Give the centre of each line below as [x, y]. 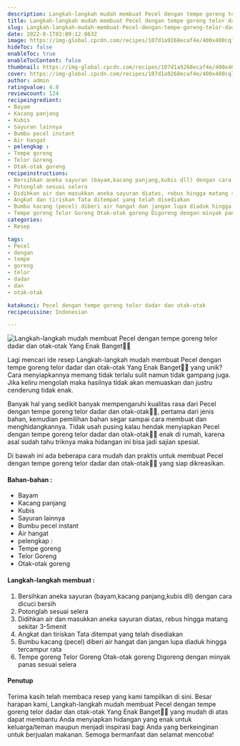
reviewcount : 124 [33, 94]
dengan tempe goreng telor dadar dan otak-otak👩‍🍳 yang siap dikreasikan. [116, 463]
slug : [15, 27]
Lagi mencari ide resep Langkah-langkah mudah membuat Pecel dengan [114, 360]
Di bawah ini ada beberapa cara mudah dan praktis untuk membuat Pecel [115, 456]
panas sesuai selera [47, 664]
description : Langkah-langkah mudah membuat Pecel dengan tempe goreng [116, 14]
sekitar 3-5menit [42, 626]
